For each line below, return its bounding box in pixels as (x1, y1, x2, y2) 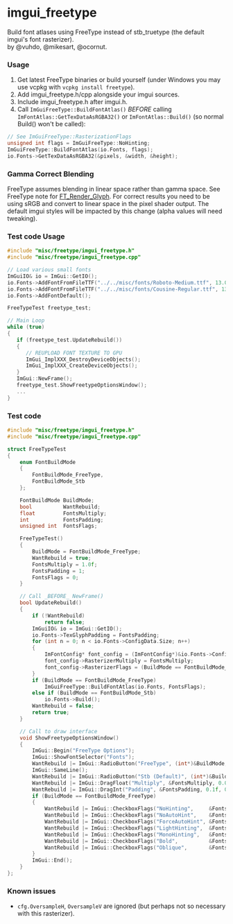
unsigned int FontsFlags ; (19, 522, 98, 530)
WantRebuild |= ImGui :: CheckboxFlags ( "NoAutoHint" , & (44, 812, 213, 819)
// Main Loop (7, 317, 45, 324)
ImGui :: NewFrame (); (16, 375, 73, 382)
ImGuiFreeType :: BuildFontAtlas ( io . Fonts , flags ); (7, 146, 154, 153)
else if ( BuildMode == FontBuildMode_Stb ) (32, 690, 157, 696)
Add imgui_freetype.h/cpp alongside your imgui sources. (17, 90, 180, 99)
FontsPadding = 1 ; (32, 567, 85, 574)
